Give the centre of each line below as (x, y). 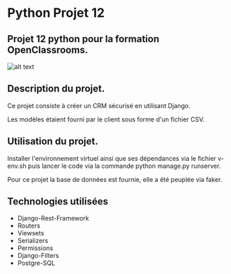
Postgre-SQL (36, 263)
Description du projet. (56, 89)
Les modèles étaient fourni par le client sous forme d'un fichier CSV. (106, 119)
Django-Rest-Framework (53, 218)
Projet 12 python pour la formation (83, 39)
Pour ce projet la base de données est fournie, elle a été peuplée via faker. (115, 179)
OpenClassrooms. (48, 50)
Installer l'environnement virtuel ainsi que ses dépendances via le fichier (112, 158)
